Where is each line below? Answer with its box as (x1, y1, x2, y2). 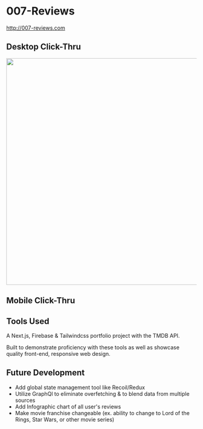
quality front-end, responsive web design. (6, 350, 111, 357)
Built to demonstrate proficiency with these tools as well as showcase (6, 343, 180, 351)
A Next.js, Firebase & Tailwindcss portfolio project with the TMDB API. (6, 332, 180, 339)
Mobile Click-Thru (6, 295, 76, 306)
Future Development (6, 367, 85, 378)
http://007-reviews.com (6, 24, 65, 31)
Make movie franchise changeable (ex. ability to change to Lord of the (14, 409, 190, 416)
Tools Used (6, 316, 50, 326)
